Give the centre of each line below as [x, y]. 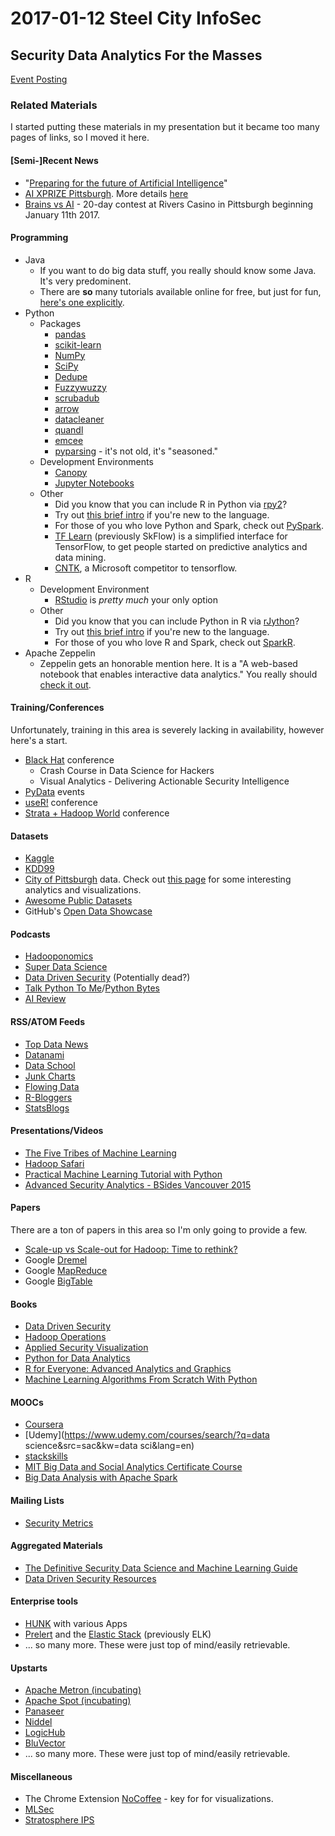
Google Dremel [56, 1259]
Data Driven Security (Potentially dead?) [107, 978]
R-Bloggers [48, 1097]
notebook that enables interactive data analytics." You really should [178, 674]
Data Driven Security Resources [90, 1578]
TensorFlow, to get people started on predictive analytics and [181, 546]
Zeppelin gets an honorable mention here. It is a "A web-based [168, 663]
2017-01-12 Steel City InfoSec [136, 18]
